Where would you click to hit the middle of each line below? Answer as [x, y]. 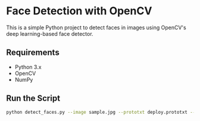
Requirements [33, 53]
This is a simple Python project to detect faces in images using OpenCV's [96, 27]
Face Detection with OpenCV [79, 11]
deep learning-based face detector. [50, 33]
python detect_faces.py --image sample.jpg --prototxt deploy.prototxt [97, 112]
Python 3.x [28, 67]
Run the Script [33, 99]
